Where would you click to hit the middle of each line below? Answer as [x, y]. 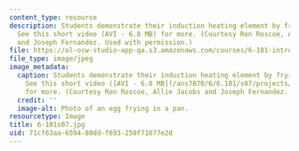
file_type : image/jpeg [51, 59]
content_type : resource [53, 17]
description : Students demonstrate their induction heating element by [145, 26]
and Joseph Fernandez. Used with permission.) [105, 42]
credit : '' [37, 100]
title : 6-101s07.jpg [48, 125]
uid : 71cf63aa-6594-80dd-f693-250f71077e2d [91, 133]
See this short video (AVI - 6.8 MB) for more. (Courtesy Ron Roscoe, [151, 34]
